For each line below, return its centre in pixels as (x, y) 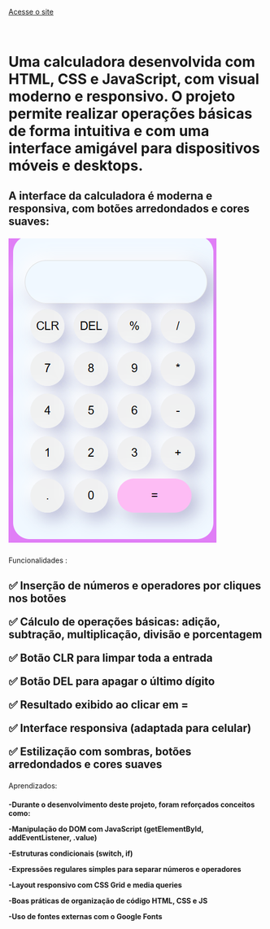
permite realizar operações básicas (131, 114)
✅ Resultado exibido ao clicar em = (98, 705)
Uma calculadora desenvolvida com (132, 62)
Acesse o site (31, 12)
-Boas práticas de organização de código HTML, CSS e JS (108, 901)
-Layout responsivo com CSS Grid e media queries (96, 885)
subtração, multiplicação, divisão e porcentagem (135, 634)
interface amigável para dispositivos (134, 149)
